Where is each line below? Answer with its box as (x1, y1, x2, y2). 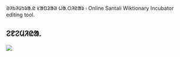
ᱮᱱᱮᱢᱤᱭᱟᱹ (6, 28, 41, 39)
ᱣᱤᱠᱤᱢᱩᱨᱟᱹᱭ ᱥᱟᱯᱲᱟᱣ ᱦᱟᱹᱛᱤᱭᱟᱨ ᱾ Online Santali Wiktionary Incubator (6, 5, 174, 12)
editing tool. (6, 11, 35, 18)
